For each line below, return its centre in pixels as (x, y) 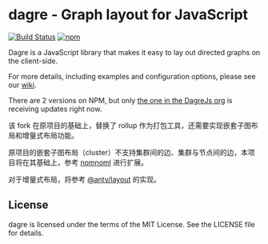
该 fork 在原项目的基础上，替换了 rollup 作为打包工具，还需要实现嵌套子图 (130, 125)
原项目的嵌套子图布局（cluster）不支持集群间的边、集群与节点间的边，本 (128, 152)
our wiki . (22, 85)
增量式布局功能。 (50, 135)
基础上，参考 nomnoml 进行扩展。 (92, 162)
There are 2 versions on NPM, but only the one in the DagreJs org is (120, 100)
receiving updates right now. (55, 109)
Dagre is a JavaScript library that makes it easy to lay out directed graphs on (134, 52)
